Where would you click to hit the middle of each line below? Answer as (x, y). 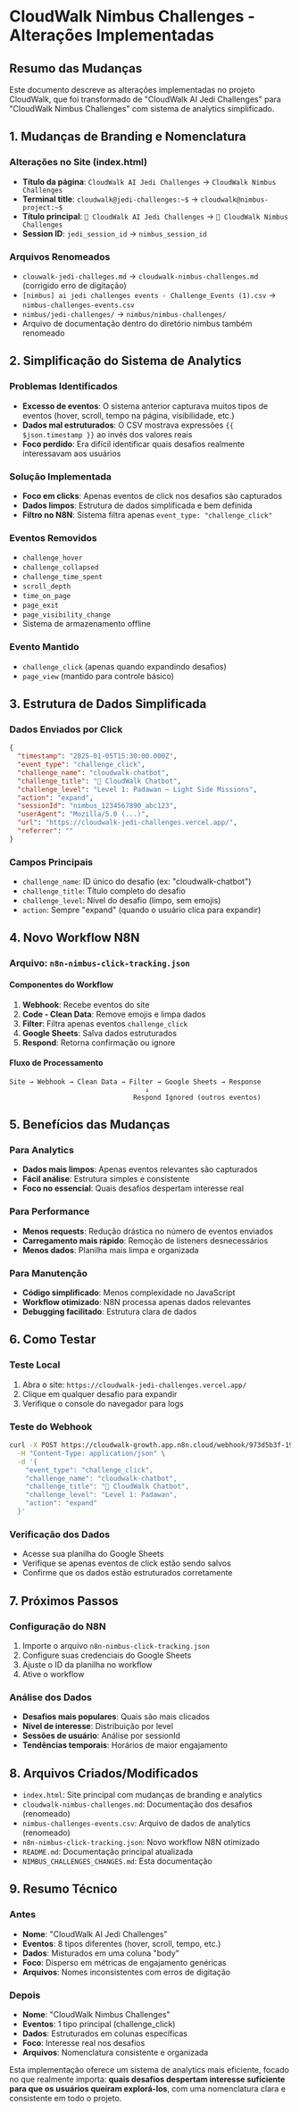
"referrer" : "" (46, 831)
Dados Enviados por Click (66, 729)
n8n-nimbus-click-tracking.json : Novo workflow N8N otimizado (141, 1842)
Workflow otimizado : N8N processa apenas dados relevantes (137, 1302)
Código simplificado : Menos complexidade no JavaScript (129, 1293)
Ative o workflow (53, 1674)
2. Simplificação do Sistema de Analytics (126, 361)
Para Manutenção (48, 1273)
